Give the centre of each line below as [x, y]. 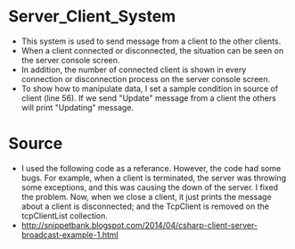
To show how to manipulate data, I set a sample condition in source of [149, 88]
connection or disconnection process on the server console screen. [146, 79]
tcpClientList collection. [65, 215]
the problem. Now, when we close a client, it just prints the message [147, 196]
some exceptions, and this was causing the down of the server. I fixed [149, 187]
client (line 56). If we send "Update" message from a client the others [149, 98]
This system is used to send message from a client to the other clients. [151, 41]
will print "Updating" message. [78, 107]
